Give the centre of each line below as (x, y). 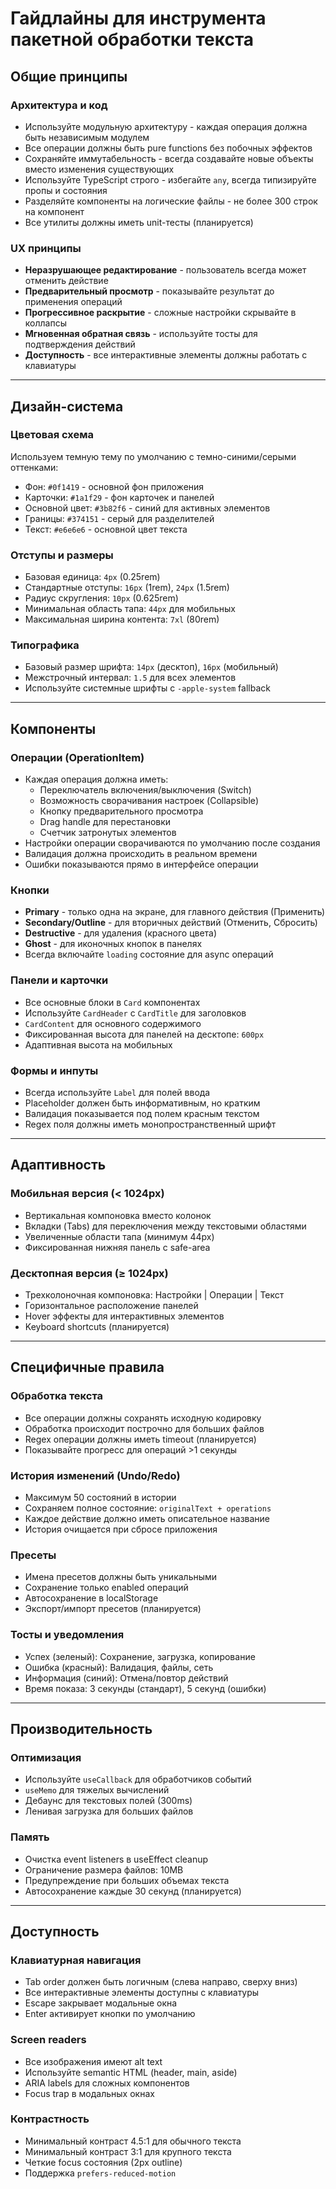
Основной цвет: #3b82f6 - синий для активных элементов (147, 508)
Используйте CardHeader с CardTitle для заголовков (135, 1013)
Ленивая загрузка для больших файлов (109, 1811)
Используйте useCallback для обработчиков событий (138, 1779)
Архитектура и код (59, 105)
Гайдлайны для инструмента (138, 18)
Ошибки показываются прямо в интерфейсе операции (141, 864)
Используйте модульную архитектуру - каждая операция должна (166, 126)
